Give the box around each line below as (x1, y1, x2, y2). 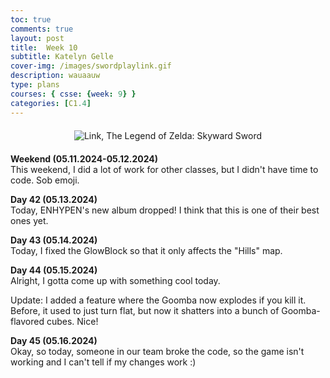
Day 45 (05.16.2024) (10, 334, 98, 346)
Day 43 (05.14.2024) (10, 234, 98, 246)
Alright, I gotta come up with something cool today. (10, 274, 221, 286)
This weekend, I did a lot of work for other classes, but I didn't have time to (10, 163, 319, 175)
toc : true (10, 14, 52, 25)
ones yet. (10, 214, 49, 226)
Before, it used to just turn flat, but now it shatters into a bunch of (10, 304, 280, 316)
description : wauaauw (10, 71, 101, 81)
